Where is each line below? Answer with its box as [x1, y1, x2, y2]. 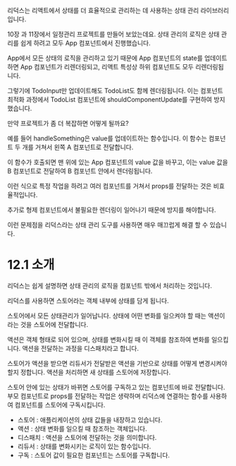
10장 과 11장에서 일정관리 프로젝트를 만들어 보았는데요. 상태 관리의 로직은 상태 [7, 30, 220, 38]
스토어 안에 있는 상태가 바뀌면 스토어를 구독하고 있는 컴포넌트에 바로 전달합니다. [7, 383, 225, 391]
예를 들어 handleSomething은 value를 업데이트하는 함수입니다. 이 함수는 [7, 134, 208, 143]
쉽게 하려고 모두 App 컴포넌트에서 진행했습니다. [20, 39, 151, 47]
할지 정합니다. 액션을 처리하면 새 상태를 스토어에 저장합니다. [7, 368, 171, 376]
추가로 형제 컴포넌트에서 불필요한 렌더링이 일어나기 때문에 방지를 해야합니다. [7, 205, 216, 214]
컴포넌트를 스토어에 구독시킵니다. [14, 400, 106, 409]
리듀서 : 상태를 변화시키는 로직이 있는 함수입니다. [17, 442, 151, 450]
